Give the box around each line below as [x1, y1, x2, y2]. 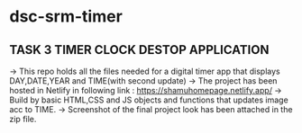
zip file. [9, 114, 37, 124]
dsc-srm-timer [9, 6, 124, 27]
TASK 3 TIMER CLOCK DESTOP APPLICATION [9, 42, 270, 58]
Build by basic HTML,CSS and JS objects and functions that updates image [9, 94, 288, 105]
